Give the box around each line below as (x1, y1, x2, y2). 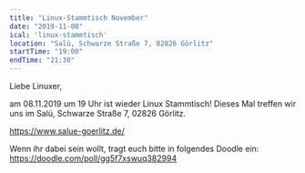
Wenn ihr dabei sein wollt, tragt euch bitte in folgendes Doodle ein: (9, 143, 259, 154)
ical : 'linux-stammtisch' (9, 30, 107, 39)
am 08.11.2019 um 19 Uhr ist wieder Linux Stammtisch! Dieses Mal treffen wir (9, 98, 297, 109)
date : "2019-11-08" (9, 22, 84, 31)
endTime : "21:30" (9, 56, 76, 65)
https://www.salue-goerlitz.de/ (9, 126, 125, 137)
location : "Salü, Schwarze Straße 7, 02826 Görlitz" (9, 38, 214, 48)
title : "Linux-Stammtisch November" (9, 13, 148, 23)
